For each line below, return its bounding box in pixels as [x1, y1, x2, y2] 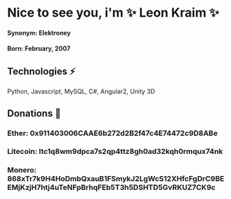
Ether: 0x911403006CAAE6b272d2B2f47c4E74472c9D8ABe [7, 128, 218, 138]
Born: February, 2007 [7, 44, 71, 53]
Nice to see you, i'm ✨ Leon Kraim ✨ [7, 5, 220, 21]
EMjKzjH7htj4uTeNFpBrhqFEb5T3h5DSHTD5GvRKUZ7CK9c [7, 182, 216, 192]
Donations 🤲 [7, 107, 61, 119]
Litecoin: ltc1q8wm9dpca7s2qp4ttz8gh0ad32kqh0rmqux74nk [7, 147, 223, 157]
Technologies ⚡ [7, 65, 76, 77]
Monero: [7, 165, 37, 175]
